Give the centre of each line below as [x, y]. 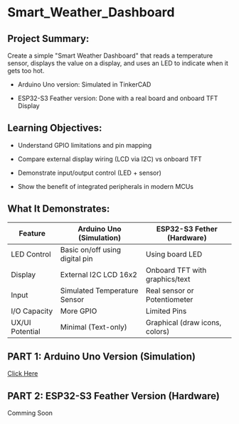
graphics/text [168, 279]
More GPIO [79, 311]
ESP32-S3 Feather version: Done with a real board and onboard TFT [118, 98]
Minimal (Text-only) [94, 327]
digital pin [76, 259]
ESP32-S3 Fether [187, 229]
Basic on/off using [91, 249]
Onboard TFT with [176, 270]
